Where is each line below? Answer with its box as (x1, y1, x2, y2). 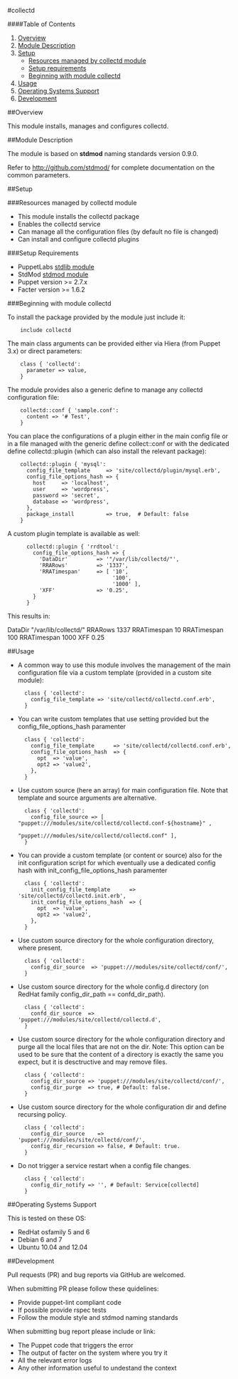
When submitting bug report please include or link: (7, 1327, 156, 1336)
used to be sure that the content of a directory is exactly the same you (17, 1050, 224, 1058)
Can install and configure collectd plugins (17, 235, 140, 243)
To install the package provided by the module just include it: (7, 313, 186, 321)
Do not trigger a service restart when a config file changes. (17, 1162, 191, 1169)
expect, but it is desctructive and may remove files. (17, 1058, 168, 1066)
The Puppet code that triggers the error (17, 1341, 134, 1349)
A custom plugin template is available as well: (7, 530, 141, 537)
